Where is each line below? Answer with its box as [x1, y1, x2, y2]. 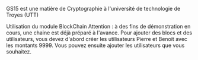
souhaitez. [6, 48, 31, 55]
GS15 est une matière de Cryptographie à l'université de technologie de [6, 5, 181, 12]
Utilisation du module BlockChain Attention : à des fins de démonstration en [6, 23, 191, 30]
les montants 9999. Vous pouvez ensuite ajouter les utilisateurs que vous [6, 42, 185, 49]
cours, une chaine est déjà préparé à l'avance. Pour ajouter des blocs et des [6, 29, 193, 36]
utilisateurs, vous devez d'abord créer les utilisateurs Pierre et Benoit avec [6, 36, 188, 42]
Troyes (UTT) [6, 11, 39, 18]
